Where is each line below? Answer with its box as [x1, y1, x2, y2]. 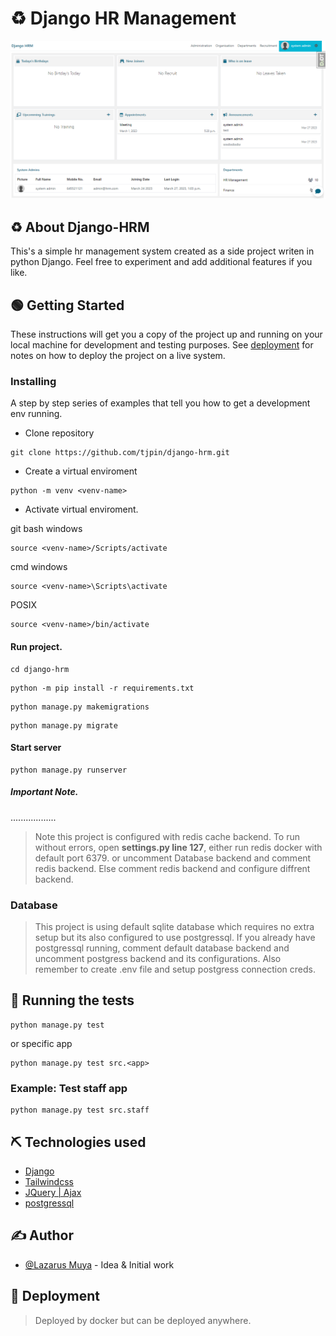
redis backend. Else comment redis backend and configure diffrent [34, 862, 311, 874]
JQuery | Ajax [24, 1186, 82, 1198]
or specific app [10, 1037, 73, 1049]
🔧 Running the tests [10, 992, 135, 1009]
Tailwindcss [24, 1175, 74, 1187]
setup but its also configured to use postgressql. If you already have [34, 932, 316, 943]
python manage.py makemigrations [10, 702, 150, 712]
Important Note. [10, 786, 79, 798]
